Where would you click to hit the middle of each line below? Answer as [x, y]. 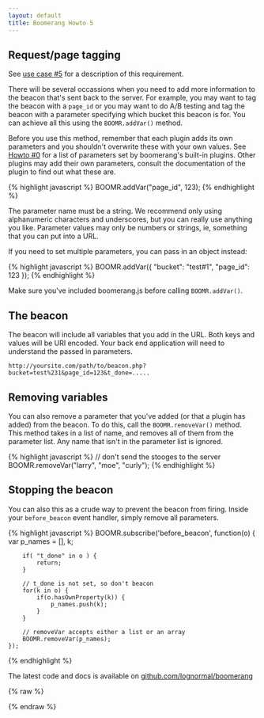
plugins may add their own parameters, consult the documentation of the [127, 164]
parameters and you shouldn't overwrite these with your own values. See [127, 146]
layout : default [35, 15]
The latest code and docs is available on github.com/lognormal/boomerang [130, 676]
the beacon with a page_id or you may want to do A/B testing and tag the [126, 106]
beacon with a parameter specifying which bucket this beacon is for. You [127, 115]
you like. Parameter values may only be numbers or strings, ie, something [128, 228]
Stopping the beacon [61, 490]
